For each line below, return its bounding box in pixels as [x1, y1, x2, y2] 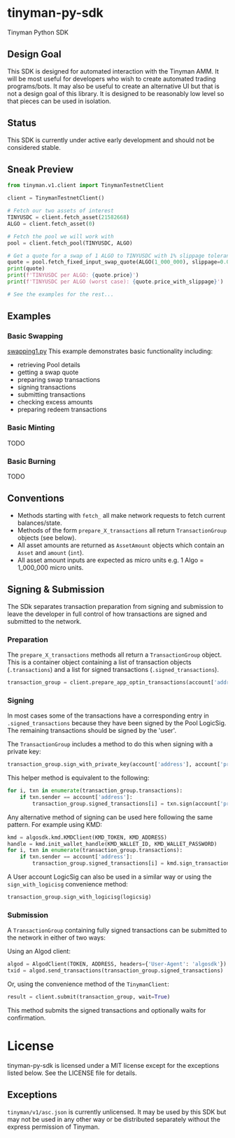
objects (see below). [17, 533, 77, 542]
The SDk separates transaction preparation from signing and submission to [7, 602, 224, 610]
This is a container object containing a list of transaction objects [7, 657, 192, 666]
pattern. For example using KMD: [7, 820, 103, 828]
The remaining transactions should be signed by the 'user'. [7, 727, 177, 735]
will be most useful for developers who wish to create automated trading [7, 74, 216, 83]
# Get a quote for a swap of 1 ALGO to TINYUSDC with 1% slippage [7, 252, 205, 259]
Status [7, 117, 37, 129]
